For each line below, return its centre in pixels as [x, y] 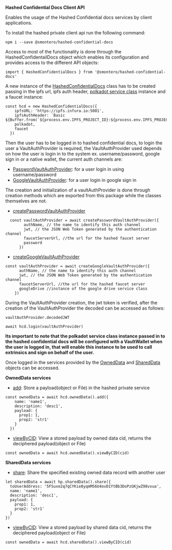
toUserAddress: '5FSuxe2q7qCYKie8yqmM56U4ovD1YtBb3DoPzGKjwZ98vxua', [85, 486]
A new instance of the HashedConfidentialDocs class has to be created [81, 86]
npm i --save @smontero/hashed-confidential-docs [59, 42]
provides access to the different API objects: [52, 63]
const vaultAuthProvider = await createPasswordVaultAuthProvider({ [84, 220]
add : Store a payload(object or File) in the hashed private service [81, 388]
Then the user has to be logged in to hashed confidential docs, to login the [84, 143]
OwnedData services [28, 378]
